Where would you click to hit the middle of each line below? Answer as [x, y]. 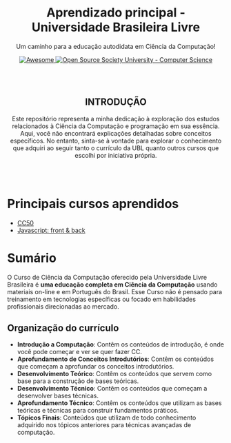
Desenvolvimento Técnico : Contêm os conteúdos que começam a [112, 389]
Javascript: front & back [51, 230]
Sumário [32, 258]
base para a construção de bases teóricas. [78, 381]
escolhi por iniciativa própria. [116, 155]
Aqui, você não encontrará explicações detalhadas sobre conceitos [116, 133]
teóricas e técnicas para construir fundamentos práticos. [98, 411]
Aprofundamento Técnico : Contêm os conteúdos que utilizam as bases [119, 403]
